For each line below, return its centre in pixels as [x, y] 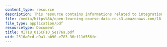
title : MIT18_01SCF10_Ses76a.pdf [40, 32]
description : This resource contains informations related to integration [84, 14]
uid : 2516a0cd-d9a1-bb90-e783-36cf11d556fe [51, 37]
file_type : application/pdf [34, 23]
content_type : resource [30, 10]
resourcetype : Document [30, 28]
